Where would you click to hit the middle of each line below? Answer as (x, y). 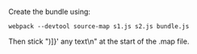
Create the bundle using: (50, 12)
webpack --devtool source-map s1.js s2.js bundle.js (99, 27)
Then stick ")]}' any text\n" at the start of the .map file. (99, 41)
